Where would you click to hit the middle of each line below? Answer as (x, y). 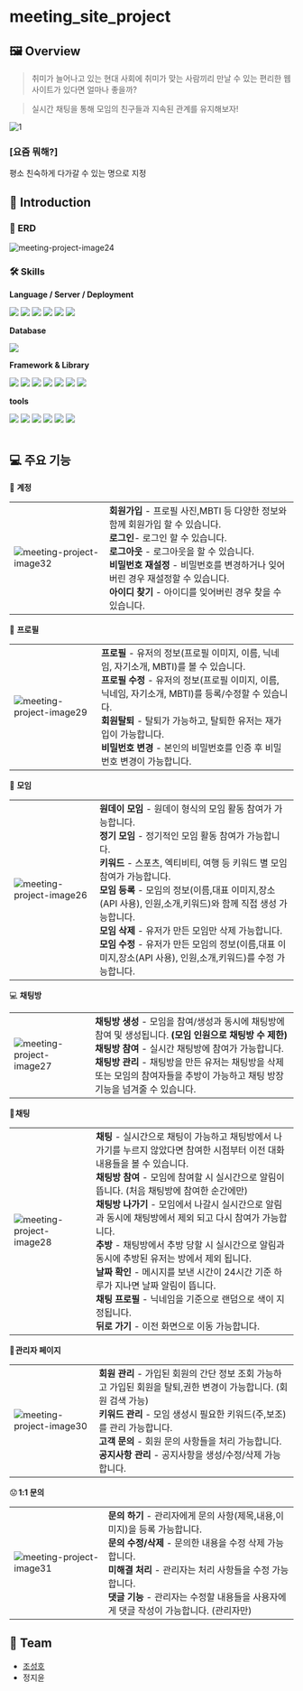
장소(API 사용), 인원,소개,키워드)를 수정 (197, 958)
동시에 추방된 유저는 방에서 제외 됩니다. (174, 1259)
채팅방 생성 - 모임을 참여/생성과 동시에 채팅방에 (190, 1022)
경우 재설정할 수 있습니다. (179, 579)
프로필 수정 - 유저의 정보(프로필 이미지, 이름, (190, 681)
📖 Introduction (50, 202)
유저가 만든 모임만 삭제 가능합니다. (214, 931)
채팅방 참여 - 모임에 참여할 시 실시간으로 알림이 (191, 1177)
